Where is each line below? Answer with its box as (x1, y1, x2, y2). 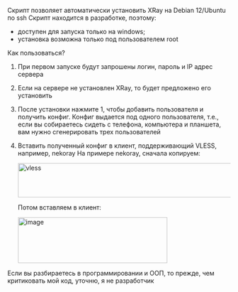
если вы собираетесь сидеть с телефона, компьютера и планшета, (17, 120, 222, 129)
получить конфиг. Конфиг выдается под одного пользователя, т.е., (17, 113, 219, 121)
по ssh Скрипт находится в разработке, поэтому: (7, 13, 157, 22)
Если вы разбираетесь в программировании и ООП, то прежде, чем (7, 269, 215, 277)
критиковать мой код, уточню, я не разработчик (7, 276, 154, 285)
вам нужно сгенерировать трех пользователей (17, 128, 161, 136)
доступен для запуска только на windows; (17, 28, 145, 36)
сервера (17, 70, 44, 78)
